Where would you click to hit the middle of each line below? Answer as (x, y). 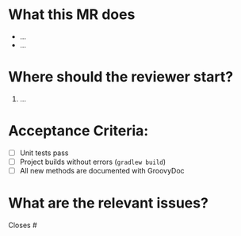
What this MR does (72, 15)
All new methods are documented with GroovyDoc (102, 170)
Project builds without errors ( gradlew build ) (93, 162)
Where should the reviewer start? (121, 77)
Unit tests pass (44, 153)
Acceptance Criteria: (78, 131)
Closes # (23, 225)
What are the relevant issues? (108, 203)
